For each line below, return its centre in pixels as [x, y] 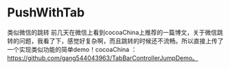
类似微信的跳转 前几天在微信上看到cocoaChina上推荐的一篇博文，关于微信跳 [115, 32]
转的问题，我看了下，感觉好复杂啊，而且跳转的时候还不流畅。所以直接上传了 [115, 41]
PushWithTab [46, 13]
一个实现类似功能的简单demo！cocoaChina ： [72, 49]
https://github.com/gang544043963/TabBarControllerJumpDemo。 [103, 58]
